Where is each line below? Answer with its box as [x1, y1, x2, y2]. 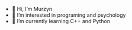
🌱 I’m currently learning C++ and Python [11, 18, 111, 24]
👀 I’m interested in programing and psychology [11, 12, 126, 18]
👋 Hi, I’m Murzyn [11, 6, 53, 12]
